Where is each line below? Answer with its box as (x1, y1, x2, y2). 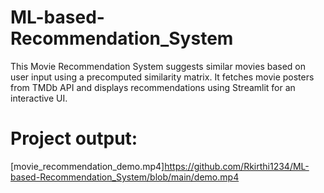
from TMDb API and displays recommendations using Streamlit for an (10, 81, 296, 93)
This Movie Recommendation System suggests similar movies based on (10, 60, 307, 72)
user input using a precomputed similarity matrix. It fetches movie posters (10, 71, 315, 83)
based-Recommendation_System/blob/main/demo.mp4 (10, 171, 240, 183)
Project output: (10, 127, 138, 150)
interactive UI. (10, 92, 68, 104)
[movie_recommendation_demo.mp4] (10, 160, 165, 172)
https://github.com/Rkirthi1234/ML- (164, 160, 310, 172)
